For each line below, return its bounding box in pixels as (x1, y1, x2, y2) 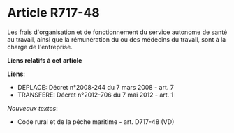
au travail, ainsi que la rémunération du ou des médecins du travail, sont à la (7, 35, 226, 43)
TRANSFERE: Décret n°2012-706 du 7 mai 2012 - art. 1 (17, 91, 174, 99)
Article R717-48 (7, 5, 100, 21)
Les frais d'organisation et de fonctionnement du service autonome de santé (7, 28, 228, 36)
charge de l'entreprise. (7, 42, 73, 51)
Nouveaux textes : (7, 104, 58, 112)
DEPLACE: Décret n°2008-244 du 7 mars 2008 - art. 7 (17, 83, 175, 91)
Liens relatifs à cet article (7, 56, 82, 64)
